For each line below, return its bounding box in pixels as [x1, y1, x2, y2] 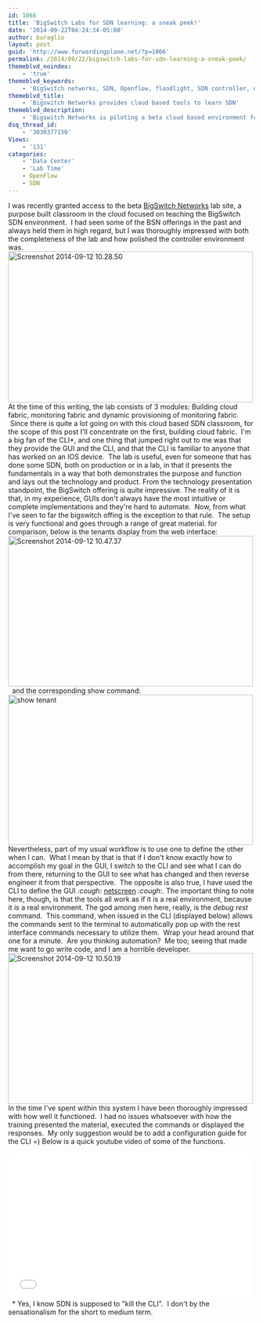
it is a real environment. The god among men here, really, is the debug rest [8, 902, 248, 912]
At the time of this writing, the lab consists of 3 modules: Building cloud [8, 402, 238, 411]
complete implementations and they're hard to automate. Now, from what [8, 501, 247, 511]
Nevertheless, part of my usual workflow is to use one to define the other [8, 844, 244, 854]
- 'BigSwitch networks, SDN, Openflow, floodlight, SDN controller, [22, 84, 250, 93]
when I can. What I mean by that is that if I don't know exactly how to [8, 852, 232, 862]
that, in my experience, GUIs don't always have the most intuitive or [8, 494, 226, 503]
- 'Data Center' [22, 158, 76, 166]
